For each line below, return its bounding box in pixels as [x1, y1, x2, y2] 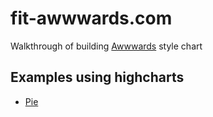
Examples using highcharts [10, 69, 185, 86]
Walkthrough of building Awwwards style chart [10, 40, 203, 52]
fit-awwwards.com [10, 7, 173, 30]
